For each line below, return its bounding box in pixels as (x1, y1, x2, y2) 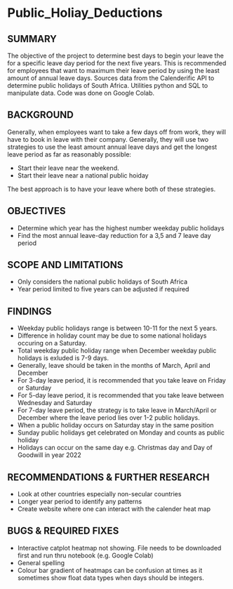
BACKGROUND (7, 109, 74, 121)
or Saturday (17, 384, 52, 392)
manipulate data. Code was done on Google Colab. (7, 89, 155, 97)
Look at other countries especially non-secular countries (17, 490, 182, 498)
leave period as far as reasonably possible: (7, 150, 132, 159)
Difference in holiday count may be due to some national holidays (17, 331, 207, 340)
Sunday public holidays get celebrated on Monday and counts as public (17, 428, 225, 437)
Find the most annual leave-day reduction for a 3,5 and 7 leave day (17, 231, 212, 239)
